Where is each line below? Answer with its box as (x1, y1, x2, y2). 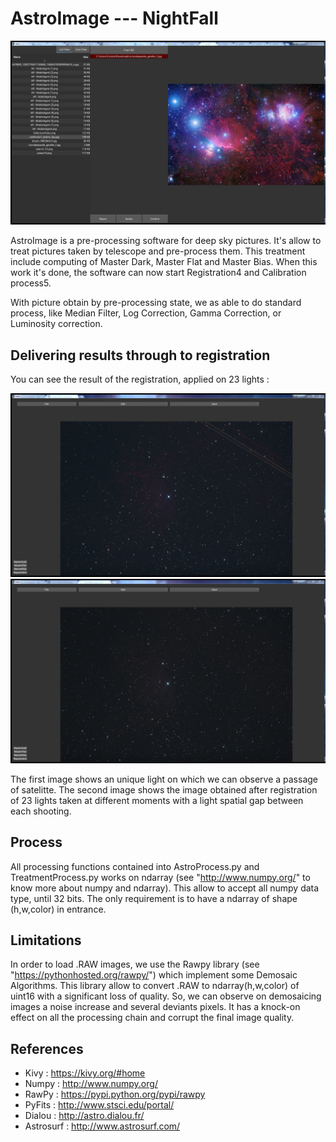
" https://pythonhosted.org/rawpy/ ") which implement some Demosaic (10, 969, 298, 981)
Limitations (10, 932, 82, 949)
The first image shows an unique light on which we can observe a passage (10, 773, 318, 785)
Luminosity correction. (10, 318, 103, 330)
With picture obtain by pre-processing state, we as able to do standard (10, 297, 302, 309)
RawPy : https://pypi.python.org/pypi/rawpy (24, 1088, 206, 1101)
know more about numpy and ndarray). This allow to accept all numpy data (10, 882, 320, 894)
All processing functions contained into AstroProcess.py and (10, 860, 260, 872)
